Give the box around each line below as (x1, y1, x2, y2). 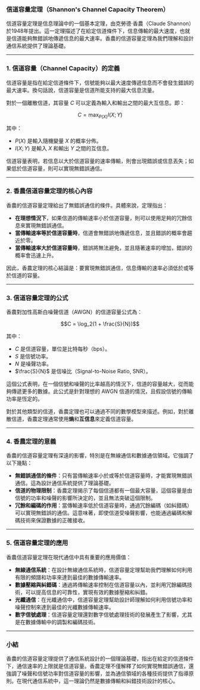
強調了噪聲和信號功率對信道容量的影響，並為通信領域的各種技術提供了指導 (6, 670, 189, 677)
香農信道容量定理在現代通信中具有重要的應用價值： (6, 553, 132, 561)
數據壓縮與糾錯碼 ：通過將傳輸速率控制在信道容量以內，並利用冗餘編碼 (14, 581, 187, 588)
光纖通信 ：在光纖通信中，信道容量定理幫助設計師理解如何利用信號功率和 (14, 596, 192, 603)
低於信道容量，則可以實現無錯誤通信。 (11, 165, 105, 172)
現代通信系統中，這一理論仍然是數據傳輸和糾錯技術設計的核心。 (21, 677, 179, 684)
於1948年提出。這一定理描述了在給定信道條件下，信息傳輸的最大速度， (6, 27, 180, 35)
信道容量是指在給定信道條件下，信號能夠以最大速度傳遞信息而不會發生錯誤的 (6, 79, 194, 86)
